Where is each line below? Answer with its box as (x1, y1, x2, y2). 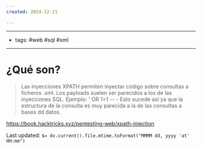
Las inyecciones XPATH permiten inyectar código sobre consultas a (20, 82, 189, 90)
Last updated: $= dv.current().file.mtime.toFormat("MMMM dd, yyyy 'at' (6, 132, 190, 139)
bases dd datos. (20, 108, 61, 115)
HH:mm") (6, 138, 26, 144)
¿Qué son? (6, 62, 61, 76)
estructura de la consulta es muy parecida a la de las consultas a (20, 102, 182, 109)
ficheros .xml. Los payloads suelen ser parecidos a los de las (20, 89, 173, 96)
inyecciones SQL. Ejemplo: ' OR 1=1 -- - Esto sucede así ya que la (20, 96, 183, 103)
